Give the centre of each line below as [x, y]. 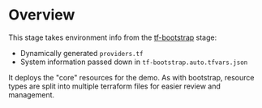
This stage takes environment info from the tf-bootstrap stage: [113, 37]
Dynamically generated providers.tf [82, 53]
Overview [42, 15]
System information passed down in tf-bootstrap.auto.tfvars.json [134, 62]
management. [32, 94]
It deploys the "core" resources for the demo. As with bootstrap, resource [131, 77]
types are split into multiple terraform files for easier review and [115, 86]
